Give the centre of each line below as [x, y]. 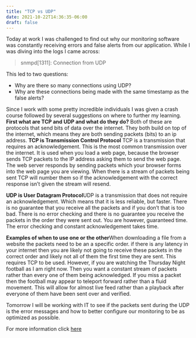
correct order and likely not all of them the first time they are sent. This [91, 257]
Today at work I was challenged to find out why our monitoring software [93, 39]
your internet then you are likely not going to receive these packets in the [94, 250]
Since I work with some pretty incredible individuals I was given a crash [92, 110]
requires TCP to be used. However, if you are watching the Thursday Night [96, 263]
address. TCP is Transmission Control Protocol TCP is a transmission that [96, 141]
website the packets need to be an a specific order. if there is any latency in [97, 244]
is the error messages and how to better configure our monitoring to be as [96, 312]
